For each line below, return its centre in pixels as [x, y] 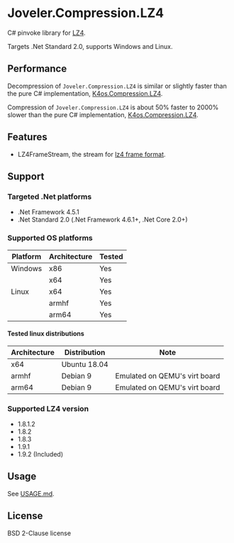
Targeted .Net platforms [50, 197]
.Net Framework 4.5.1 [48, 212]
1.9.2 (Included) [40, 454]
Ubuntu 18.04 [85, 364]
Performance [37, 69]
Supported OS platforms [50, 238]
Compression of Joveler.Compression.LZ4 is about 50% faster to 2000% [113, 107]
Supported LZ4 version [48, 408]
